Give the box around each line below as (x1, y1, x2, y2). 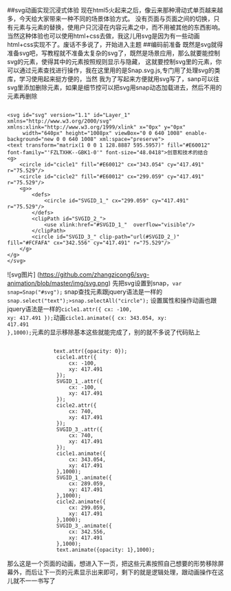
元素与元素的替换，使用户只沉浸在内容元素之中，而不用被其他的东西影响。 (12, 23, 224, 31)
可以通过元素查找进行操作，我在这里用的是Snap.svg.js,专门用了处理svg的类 (7, 66, 221, 74)
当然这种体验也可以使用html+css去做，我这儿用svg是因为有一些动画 (7, 32, 201, 40)
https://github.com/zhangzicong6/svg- (38, 270, 150, 279)
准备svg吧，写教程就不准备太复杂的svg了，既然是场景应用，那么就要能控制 (7, 49, 221, 57)
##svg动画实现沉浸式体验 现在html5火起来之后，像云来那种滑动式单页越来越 (7, 6, 223, 14)
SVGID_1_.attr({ (56, 378, 103, 385)
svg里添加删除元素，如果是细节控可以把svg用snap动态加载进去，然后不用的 (7, 83, 222, 92)
